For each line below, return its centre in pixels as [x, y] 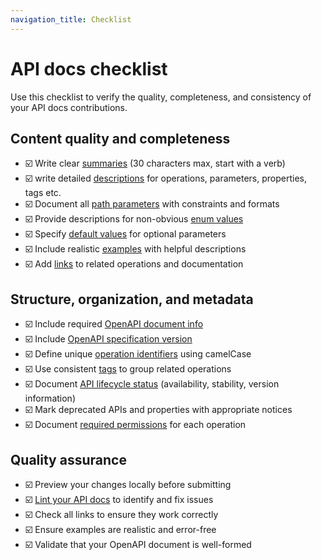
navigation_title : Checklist [71, 19]
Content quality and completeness [120, 138]
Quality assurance [68, 459]
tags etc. [43, 193]
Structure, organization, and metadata [132, 299]
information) [50, 398]
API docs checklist [89, 68]
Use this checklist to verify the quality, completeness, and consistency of [161, 97]
